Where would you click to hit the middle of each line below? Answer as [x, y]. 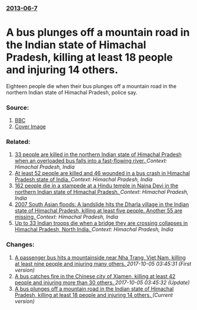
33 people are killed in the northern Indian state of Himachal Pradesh [98, 154]
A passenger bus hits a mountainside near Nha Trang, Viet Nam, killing [100, 257]
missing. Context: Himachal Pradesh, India [66, 217]
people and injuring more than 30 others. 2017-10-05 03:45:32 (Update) [102, 282]
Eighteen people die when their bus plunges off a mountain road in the [91, 86]
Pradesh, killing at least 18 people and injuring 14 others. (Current [94, 295]
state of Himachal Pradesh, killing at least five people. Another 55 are [98, 211]
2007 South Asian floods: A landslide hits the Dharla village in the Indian [102, 204]
